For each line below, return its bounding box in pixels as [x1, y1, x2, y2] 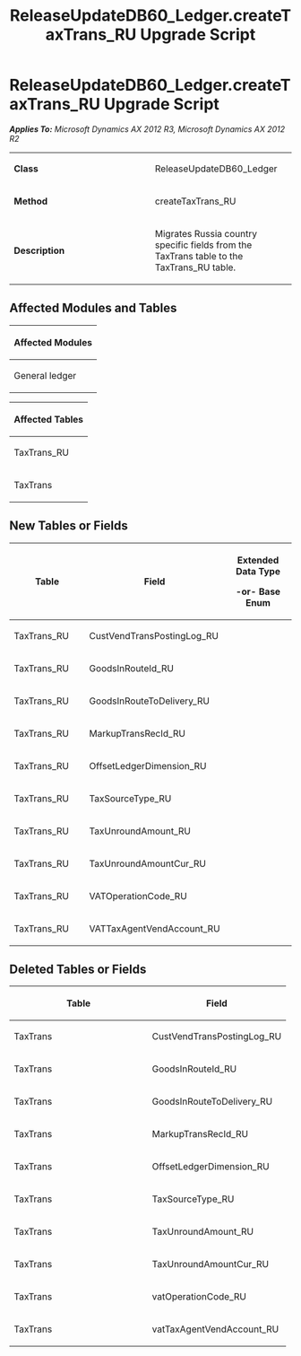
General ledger [13, 369, 77, 381]
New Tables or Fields [9, 518, 128, 534]
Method [13, 195, 48, 207]
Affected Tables [13, 413, 83, 425]
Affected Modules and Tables [9, 301, 177, 316]
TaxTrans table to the [155, 249, 244, 262]
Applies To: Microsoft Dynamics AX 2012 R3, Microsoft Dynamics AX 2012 [9, 123, 286, 135]
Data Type [236, 564, 280, 577]
